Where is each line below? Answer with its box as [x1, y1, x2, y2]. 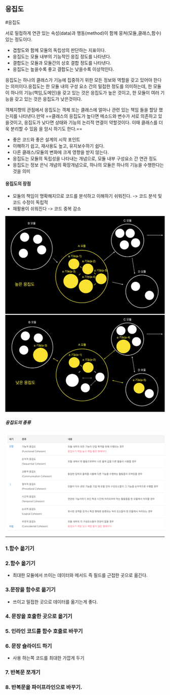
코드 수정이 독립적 [12, 199, 48, 205]
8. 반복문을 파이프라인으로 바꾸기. [5, 683, 82, 690]
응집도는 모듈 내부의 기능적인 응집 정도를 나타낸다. [12, 53, 111, 59]
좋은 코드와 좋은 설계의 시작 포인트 [12, 136, 80, 142]
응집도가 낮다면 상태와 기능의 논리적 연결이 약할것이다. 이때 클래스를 [24, 119, 158, 125]
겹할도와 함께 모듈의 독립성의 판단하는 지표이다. [12, 47, 106, 53]
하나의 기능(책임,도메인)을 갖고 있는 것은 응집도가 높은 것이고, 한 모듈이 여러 [10, 89, 159, 95]
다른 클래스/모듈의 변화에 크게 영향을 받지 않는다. [12, 149, 109, 155]
